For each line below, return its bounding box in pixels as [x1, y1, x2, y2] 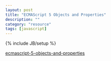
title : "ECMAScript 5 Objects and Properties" [5, 12, 106, 17]
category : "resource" [5, 21, 52, 27]
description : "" [5, 17, 40, 22]
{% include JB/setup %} [5, 40, 56, 46]
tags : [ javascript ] [5, 26, 47, 32]
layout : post [5, 7, 33, 13]
